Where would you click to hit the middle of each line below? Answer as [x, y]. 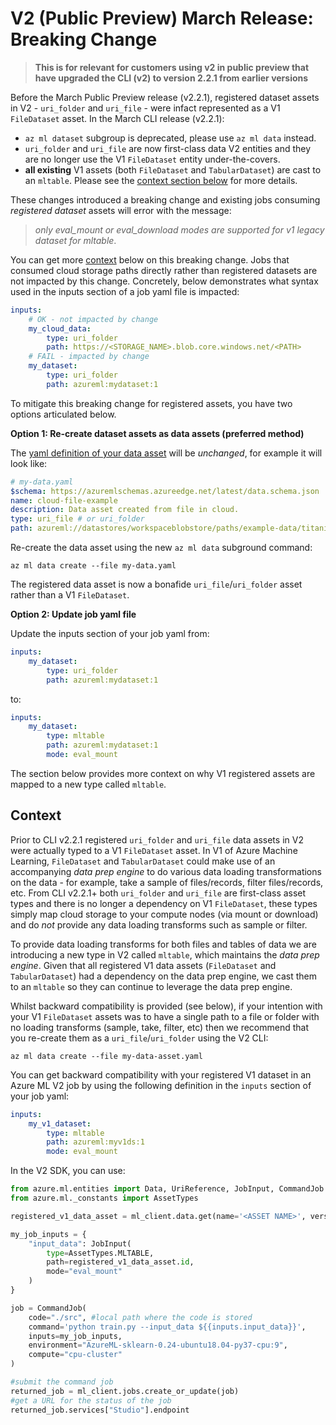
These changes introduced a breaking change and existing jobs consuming [165, 199]
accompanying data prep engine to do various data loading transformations [166, 871]
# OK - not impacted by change [93, 319]
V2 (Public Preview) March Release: [162, 18]
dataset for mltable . [75, 240]
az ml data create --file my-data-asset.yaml [106, 1056]
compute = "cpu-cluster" [75, 1355]
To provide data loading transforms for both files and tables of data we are [163, 944]
